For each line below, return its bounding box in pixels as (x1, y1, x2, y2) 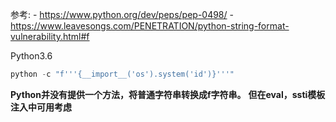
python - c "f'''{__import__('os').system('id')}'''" (10, 69, 235, 79)
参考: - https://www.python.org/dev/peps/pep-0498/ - (10, 9, 234, 20)
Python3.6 (10, 50, 53, 62)
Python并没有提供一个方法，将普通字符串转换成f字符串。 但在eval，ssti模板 (10, 88, 326, 100)
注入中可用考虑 (10, 101, 72, 113)
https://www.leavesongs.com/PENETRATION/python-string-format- (10, 20, 290, 32)
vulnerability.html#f (10, 31, 90, 42)
